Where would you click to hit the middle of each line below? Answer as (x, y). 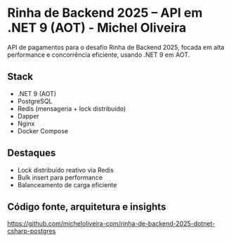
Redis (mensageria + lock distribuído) (72, 108)
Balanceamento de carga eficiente (67, 184)
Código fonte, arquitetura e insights (87, 207)
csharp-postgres (32, 231)
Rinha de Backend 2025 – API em (105, 13)
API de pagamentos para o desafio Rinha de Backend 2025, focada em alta (116, 47)
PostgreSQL (35, 101)
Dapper (28, 116)
